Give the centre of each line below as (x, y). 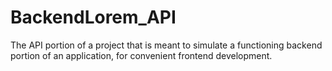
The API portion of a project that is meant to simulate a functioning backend (166, 45)
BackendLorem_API (93, 17)
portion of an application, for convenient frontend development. (141, 55)
